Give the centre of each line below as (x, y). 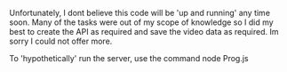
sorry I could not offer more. (61, 41)
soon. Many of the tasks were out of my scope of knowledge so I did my (141, 22)
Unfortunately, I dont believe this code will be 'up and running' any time (140, 13)
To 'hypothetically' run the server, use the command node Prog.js (129, 58)
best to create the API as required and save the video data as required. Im (144, 32)
